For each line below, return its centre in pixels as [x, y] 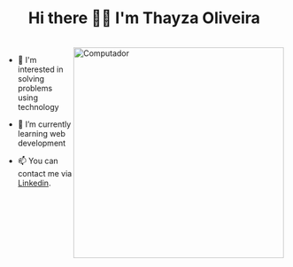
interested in [40, 69]
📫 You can [38, 161]
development [42, 143]
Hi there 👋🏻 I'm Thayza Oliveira [144, 18]
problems [35, 88]
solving [31, 78]
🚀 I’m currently [44, 124]
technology [38, 106]
